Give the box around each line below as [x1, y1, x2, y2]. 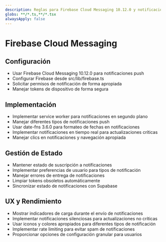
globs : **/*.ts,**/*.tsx [5, 12, 56, 17]
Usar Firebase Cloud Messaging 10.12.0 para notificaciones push [12, 70, 144, 77]
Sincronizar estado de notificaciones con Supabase [12, 183, 118, 189]
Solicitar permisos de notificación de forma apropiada [12, 81, 122, 87]
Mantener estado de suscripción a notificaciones [12, 162, 112, 168]
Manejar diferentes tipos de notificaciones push [12, 119, 110, 125]
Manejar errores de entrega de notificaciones [12, 172, 105, 178]
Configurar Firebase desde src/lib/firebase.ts [12, 76, 104, 81]
